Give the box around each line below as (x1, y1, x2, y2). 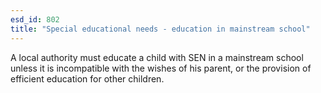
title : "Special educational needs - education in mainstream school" (10, 24, 311, 34)
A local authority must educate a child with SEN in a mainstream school (10, 51, 304, 63)
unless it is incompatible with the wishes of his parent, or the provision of (10, 62, 312, 74)
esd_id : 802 (10, 14, 60, 25)
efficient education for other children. (10, 72, 165, 85)
